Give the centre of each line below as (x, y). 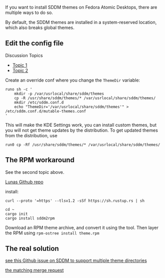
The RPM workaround (40, 160)
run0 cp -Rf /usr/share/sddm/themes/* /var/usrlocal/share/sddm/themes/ (83, 145)
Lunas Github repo (24, 182)
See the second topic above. (35, 172)
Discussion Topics (24, 55)
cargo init (17, 214)
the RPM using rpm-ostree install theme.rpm (52, 233)
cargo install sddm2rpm (30, 218)
